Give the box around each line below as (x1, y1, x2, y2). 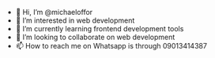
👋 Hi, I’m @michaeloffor (15, 8, 93, 16)
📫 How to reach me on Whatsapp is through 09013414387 (15, 42, 208, 50)
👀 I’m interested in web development (15, 16, 135, 25)
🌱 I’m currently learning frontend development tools (15, 24, 184, 33)
